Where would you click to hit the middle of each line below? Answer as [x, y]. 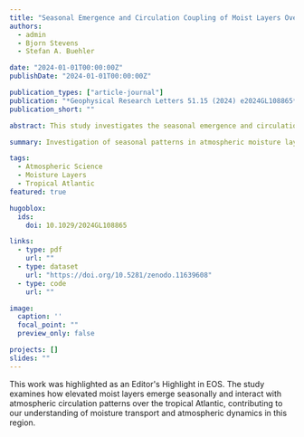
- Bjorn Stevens [48, 43]
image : [22, 309]
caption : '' [40, 317]
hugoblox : [28, 208]
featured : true [38, 192]
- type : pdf [40, 250]
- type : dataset [48, 267]
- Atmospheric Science [60, 167]
